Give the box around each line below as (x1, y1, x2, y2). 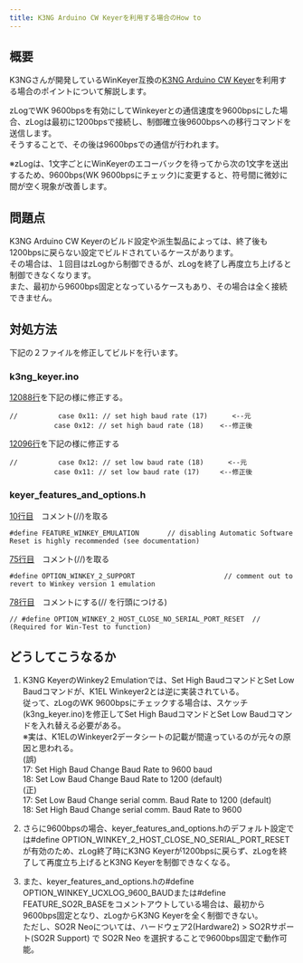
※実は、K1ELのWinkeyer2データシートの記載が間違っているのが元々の (22, 731, 283, 742)
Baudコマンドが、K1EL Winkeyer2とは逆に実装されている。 (22, 686, 244, 697)
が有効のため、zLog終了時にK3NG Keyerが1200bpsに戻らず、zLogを (22, 845, 279, 856)
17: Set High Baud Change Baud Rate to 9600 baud (22, 764, 213, 775)
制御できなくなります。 (9, 270, 97, 281)
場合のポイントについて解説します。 (16, 86, 152, 97)
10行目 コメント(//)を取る (9, 510, 109, 521)
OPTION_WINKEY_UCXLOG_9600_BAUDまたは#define (22, 888, 226, 899)
